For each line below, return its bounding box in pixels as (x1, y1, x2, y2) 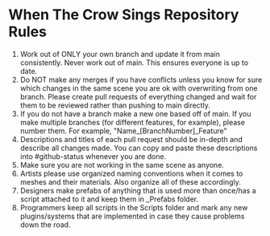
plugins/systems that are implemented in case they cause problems (19, 211, 245, 221)
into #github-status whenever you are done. (19, 151, 167, 161)
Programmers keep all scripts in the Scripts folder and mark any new (19, 202, 248, 212)
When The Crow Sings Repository (8, 6, 239, 24)
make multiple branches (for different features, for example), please (19, 117, 246, 127)
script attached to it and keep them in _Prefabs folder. (19, 194, 199, 204)
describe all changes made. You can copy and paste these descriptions (19, 143, 258, 153)
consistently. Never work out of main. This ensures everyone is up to (19, 58, 248, 67)
